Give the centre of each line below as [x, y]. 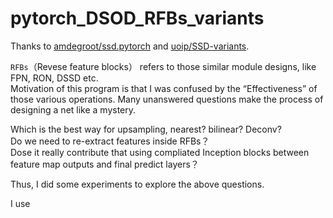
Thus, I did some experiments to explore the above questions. [137, 184]
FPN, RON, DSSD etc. [54, 78]
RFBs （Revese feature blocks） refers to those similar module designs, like [163, 66]
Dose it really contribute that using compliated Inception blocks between [160, 152]
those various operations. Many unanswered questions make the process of [167, 99]
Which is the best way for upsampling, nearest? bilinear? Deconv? [146, 129]
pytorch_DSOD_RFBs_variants [137, 18]
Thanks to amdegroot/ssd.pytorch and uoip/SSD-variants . [130, 46]
